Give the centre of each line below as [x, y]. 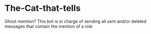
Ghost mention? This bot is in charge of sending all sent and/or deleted [75, 21]
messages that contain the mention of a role [49, 26]
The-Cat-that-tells [43, 8]
